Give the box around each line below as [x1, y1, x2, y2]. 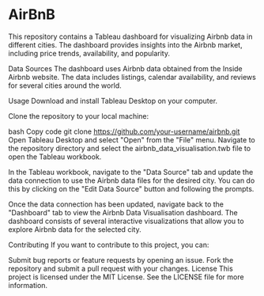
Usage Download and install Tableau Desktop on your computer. [8, 96, 218, 105]
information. [8, 280, 48, 290]
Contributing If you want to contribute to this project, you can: [8, 240, 209, 249]
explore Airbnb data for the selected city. [8, 224, 141, 234]
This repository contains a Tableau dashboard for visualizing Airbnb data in [8, 32, 253, 41]
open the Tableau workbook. [8, 152, 102, 161]
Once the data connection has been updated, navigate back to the [8, 199, 224, 209]
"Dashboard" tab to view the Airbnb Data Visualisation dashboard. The [8, 207, 239, 217]
